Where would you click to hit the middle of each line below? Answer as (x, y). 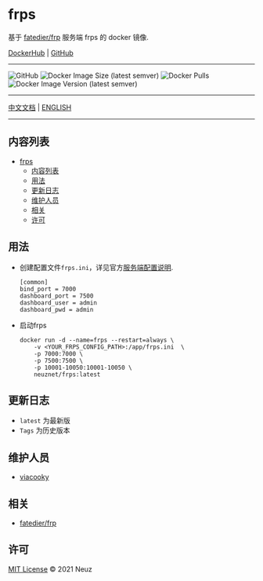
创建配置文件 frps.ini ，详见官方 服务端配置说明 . (96, 267)
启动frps (33, 325)
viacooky (34, 477)
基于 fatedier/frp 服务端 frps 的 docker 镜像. (78, 37)
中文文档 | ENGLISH (40, 107)
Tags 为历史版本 (45, 430)
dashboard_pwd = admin (56, 309)
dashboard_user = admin (58, 303)
